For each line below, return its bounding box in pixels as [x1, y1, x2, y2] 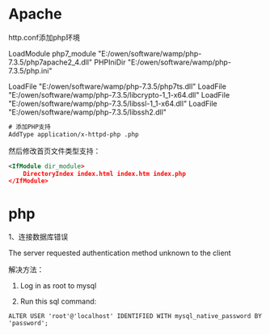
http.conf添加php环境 [8, 32, 81, 42]
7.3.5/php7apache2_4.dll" [8, 57, 93, 67]
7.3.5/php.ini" [8, 65, 53, 75]
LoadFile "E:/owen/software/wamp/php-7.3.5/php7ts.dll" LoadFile [8, 82, 226, 91]
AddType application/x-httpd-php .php [8, 130, 139, 138]
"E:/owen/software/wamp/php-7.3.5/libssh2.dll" [8, 107, 167, 117]
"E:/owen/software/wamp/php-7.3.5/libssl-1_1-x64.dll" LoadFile [8, 98, 217, 108]
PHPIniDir [94, 57, 126, 67]
